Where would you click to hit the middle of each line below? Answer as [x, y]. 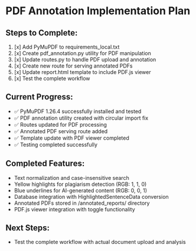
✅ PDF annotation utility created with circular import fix [81, 118]
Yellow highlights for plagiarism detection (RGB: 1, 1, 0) [80, 184]
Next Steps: [27, 228]
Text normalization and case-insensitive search [71, 178]
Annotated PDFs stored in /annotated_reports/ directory [82, 203]
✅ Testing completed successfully [56, 144]
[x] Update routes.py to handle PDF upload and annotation [85, 59]
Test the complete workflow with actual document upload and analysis [100, 242]
